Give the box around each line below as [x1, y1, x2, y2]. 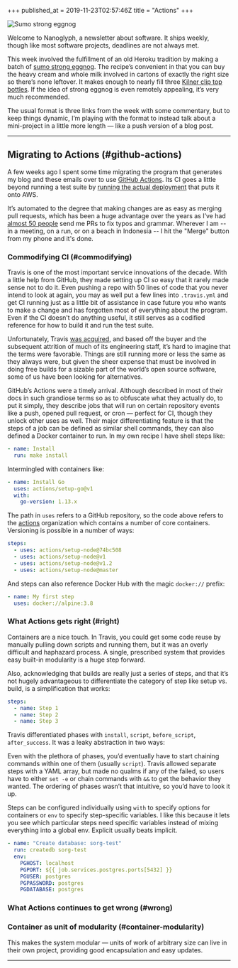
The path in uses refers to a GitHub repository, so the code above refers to [7, 511, 224, 520]
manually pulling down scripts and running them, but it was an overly [7, 640, 208, 649]
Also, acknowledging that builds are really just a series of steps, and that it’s [7, 669, 229, 677]
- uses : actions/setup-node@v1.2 [13, 559, 113, 567]
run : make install [13, 451, 69, 459]
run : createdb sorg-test [13, 846, 87, 854]
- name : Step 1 [13, 704, 59, 711]
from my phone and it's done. [7, 234, 93, 242]
